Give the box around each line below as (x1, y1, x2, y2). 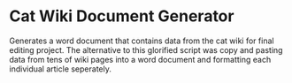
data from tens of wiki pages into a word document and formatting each (9, 54, 272, 64)
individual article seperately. (9, 64, 112, 74)
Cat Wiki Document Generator (9, 6, 234, 26)
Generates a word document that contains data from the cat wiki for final (9, 35, 274, 46)
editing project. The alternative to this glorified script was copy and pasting (9, 44, 283, 55)
